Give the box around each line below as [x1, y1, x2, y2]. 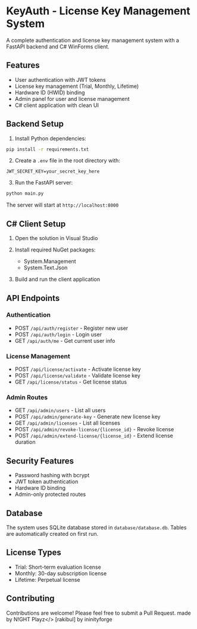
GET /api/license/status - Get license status [14, 378, 127, 386]
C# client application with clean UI [14, 102, 99, 109]
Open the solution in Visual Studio [14, 235, 98, 242]
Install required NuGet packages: [14, 246, 96, 253]
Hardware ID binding [14, 484, 65, 492]
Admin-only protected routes [14, 491, 86, 498]
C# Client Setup [6, 219, 66, 229]
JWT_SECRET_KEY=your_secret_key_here [6, 168, 100, 174]
